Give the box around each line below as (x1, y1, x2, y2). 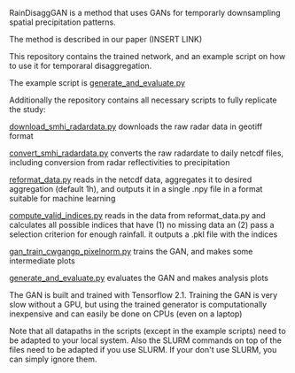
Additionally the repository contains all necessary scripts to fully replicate (9, 95, 277, 105)
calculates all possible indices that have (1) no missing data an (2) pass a (9, 220, 275, 230)
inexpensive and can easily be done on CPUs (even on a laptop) (9, 308, 243, 319)
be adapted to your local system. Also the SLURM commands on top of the (9, 335, 282, 346)
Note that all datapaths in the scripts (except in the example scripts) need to (9, 326, 286, 336)
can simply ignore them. (9, 354, 97, 364)
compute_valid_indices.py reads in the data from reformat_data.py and (9, 210, 266, 220)
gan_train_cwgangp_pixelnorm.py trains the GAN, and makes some (9, 247, 253, 256)
